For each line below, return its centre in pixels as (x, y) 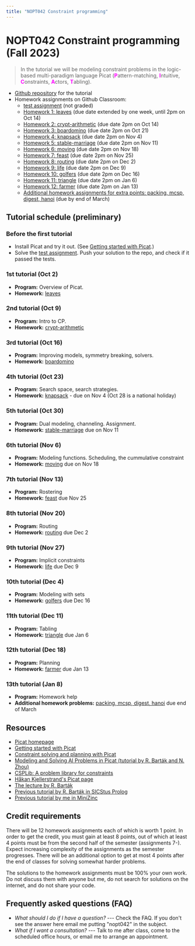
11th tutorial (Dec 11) (35, 616)
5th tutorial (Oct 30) (35, 411)
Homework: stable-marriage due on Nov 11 (66, 430)
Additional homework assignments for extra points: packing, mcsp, (104, 192)
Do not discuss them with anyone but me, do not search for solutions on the (97, 879)
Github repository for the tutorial (53, 93)
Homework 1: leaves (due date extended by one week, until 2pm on (104, 111)
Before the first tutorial (39, 234)
